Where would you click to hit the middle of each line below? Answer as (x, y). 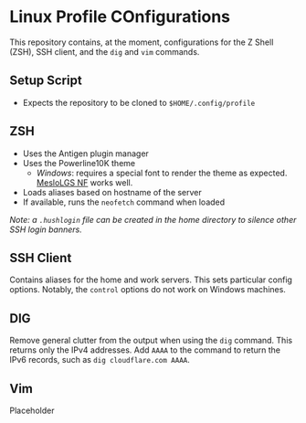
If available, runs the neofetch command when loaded (124, 202)
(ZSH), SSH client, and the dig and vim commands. (105, 51)
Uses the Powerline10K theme (79, 163)
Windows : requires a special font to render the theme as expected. (162, 173)
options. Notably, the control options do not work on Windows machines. (148, 290)
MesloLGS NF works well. (84, 182)
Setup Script (46, 81)
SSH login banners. (46, 229)
